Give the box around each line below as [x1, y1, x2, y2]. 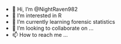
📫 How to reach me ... [11, 32, 68, 38]
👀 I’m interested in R [11, 12, 62, 19]
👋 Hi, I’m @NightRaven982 [11, 6, 78, 12]
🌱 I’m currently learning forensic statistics [11, 18, 116, 25]
